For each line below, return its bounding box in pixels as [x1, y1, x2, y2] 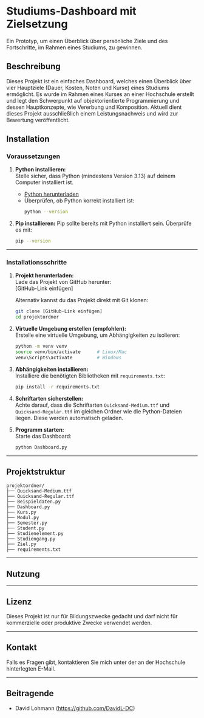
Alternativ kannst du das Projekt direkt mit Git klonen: [15, 297, 149, 304]
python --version [24, 209, 69, 215]
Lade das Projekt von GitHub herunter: [15, 278, 112, 286]
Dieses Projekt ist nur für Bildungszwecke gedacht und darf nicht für [6, 613, 178, 620]
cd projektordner [15, 314, 59, 320]
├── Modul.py [6, 515, 39, 521]
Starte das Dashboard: [15, 432, 72, 440]
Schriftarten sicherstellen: [15, 395, 84, 402]
